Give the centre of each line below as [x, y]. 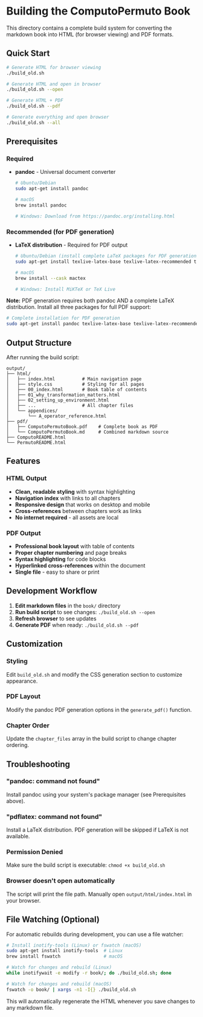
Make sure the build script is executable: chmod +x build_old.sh [86, 865]
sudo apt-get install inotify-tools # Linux [64, 951]
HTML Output [27, 479]
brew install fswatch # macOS [64, 956]
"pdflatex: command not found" [54, 817]
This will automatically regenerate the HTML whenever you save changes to [101, 1001]
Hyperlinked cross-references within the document [80, 566]
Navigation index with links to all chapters [68, 498]
